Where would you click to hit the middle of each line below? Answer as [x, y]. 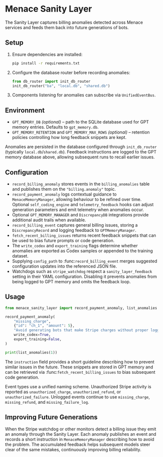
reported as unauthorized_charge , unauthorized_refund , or [63, 392]
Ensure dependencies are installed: [47, 54]
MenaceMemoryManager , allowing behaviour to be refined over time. [77, 199]
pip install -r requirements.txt [46, 63]
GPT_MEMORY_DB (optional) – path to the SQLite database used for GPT [81, 122]
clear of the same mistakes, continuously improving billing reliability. [73, 449]
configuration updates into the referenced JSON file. [65, 266]
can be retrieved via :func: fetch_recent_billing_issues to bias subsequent [80, 372]
